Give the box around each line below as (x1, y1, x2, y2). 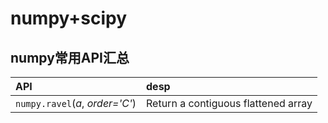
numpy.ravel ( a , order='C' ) (15, 97, 137, 110)
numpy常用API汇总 (10, 49, 130, 66)
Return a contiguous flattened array (146, 97, 313, 110)
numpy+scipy (10, 7, 128, 30)
